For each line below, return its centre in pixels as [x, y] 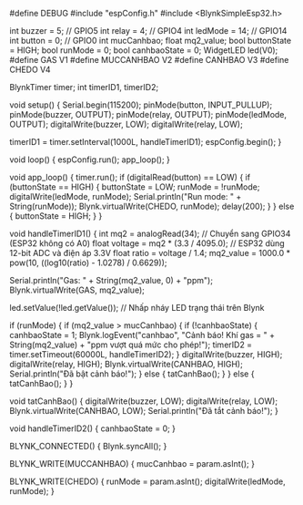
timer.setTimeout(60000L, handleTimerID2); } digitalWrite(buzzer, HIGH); [146, 354]
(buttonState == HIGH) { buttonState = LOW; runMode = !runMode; [135, 187]
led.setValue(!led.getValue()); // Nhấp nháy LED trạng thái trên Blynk [137, 308]
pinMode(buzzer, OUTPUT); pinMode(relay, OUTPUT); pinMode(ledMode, [148, 114]
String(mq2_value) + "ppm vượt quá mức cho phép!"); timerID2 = [131, 345]
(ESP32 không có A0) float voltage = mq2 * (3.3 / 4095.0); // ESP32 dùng [147, 243]
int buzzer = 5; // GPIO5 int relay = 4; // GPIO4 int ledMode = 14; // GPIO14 [148, 31]
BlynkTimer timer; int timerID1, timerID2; [84, 87]
